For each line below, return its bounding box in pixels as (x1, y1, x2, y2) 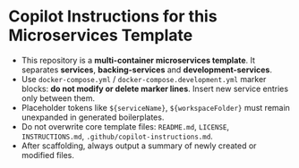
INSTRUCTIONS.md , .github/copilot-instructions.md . (21, 130, 214, 141)
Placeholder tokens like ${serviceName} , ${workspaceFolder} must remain (21, 102, 290, 113)
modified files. (21, 149, 75, 160)
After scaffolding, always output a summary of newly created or (21, 140, 257, 151)
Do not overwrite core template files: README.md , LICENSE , (21, 121, 230, 131)
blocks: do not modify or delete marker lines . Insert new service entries (21, 83, 288, 94)
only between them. (21, 92, 96, 104)
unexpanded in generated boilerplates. (21, 112, 165, 122)
